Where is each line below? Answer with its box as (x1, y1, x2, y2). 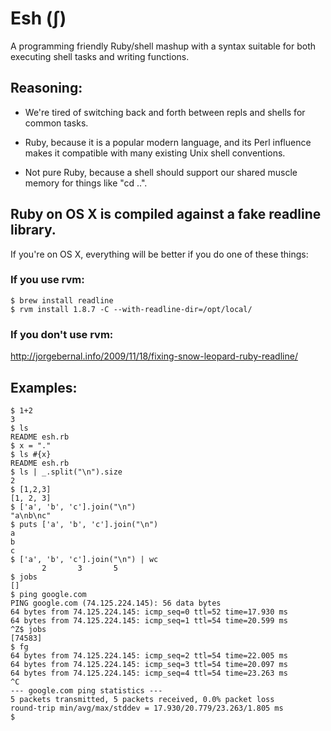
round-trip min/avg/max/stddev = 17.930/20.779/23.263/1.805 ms (10, 703, 284, 713)
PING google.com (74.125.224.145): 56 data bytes (10, 598, 222, 608)
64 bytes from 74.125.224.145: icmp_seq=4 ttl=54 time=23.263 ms (10, 668, 288, 678)
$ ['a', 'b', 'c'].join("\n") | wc (10, 554, 159, 564)
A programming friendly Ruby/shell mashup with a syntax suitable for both (10, 40, 317, 52)
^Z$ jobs (10, 624, 47, 634)
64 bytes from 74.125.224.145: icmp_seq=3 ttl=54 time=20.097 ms (10, 659, 288, 669)
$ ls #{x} (10, 449, 52, 459)
